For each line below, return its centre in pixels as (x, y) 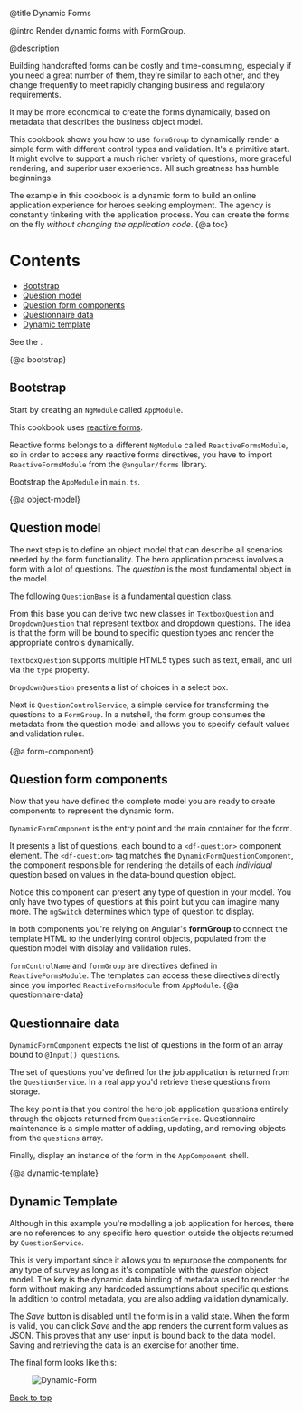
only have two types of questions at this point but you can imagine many (145, 902)
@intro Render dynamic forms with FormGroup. (98, 30)
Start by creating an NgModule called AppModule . (96, 409)
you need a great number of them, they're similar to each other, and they (145, 75)
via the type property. (49, 669)
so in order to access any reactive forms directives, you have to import (141, 454)
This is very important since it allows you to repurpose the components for (148, 1260)
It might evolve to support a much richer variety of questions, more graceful (151, 158)
